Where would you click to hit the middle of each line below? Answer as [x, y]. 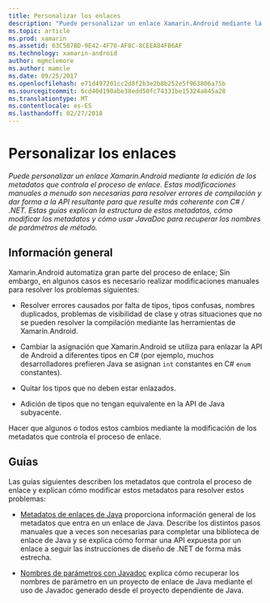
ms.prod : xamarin [38, 38]
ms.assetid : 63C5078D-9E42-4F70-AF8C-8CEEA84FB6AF [95, 46]
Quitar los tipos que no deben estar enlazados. [98, 388]
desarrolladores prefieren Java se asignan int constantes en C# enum [135, 364]
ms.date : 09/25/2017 [43, 76]
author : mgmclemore [41, 61]
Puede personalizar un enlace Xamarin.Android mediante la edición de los [133, 175]
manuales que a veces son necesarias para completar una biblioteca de [140, 531]
